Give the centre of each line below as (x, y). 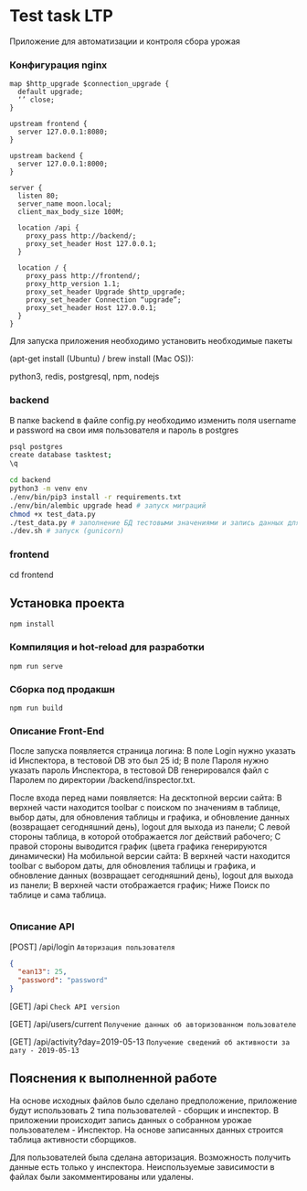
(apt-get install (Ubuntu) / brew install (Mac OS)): (102, 359)
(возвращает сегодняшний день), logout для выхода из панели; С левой (150, 827)
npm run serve (37, 666)
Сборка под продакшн (63, 689)
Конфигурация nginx (58, 65)
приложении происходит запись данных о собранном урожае (131, 1120)
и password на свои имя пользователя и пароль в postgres (124, 430)
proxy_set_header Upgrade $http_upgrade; (106, 292)
